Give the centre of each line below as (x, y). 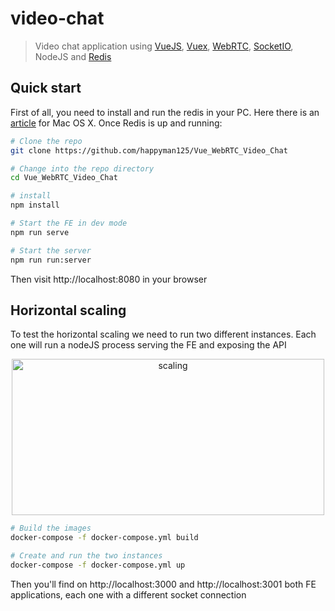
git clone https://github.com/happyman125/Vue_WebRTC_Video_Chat (149, 150)
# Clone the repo (46, 141)
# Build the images (51, 528)
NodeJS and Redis (73, 56)
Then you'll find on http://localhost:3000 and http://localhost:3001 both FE (163, 584)
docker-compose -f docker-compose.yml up (98, 565)
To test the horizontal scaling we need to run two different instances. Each (163, 334)
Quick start (46, 88)
